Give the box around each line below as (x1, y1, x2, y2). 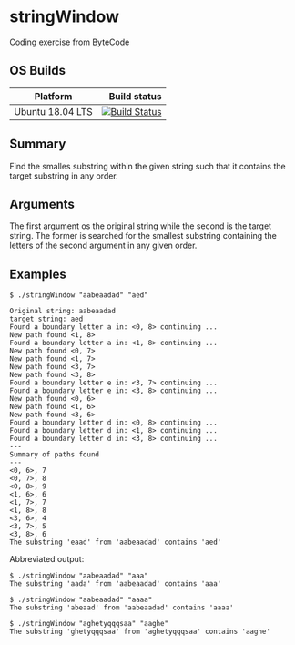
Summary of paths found (9, 450, 100, 459)
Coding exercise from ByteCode (9, 36, 130, 47)
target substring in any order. (9, 170, 118, 181)
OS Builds (9, 63, 66, 78)
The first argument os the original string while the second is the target (9, 220, 271, 231)
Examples (9, 266, 66, 282)
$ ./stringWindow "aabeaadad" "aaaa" (9, 595, 153, 605)
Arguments (9, 196, 76, 211)
